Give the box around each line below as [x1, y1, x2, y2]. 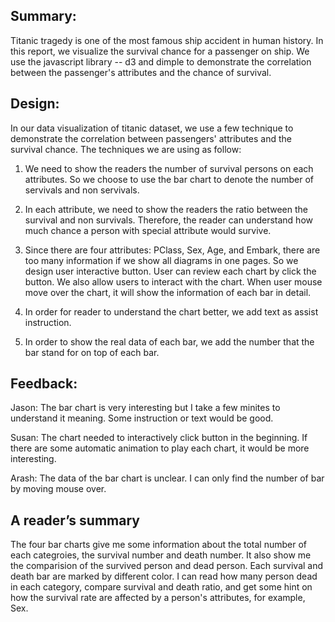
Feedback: [10, 375, 78, 393]
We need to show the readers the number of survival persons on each [24, 162, 314, 174]
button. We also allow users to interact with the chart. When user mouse [24, 275, 323, 288]
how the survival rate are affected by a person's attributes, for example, [10, 592, 306, 604]
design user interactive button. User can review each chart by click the [24, 265, 317, 277]
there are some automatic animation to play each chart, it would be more [10, 442, 310, 454]
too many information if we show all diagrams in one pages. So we [24, 254, 299, 266]
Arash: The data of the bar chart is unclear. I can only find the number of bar [10, 472, 325, 484]
